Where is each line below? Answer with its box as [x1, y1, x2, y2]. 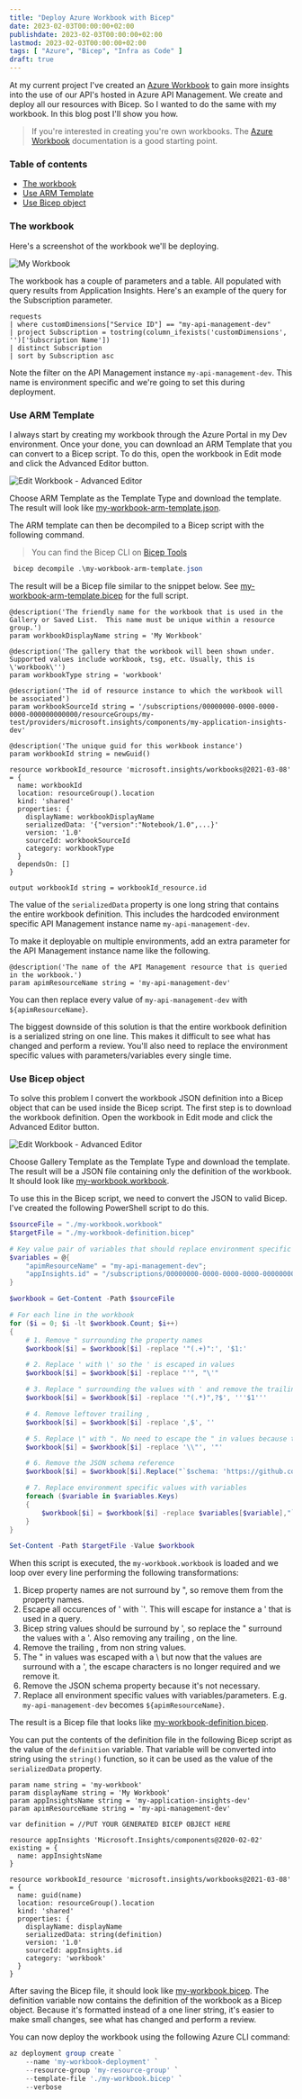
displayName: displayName [25, 1923, 123, 1932]
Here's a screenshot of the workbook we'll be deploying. [9, 240, 219, 251]
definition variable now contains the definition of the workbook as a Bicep [9, 1995, 282, 2006]
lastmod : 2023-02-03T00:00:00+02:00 [9, 38, 147, 48]
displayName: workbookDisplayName [25, 812, 155, 821]
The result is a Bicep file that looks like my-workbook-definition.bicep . [9, 1717, 269, 1728]
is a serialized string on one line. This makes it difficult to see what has [9, 1030, 271, 1041]
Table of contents [9, 158, 88, 170]
